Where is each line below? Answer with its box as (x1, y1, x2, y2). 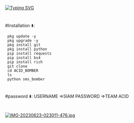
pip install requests (7, 51, 52, 56)
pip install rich (7, 59, 43, 64)
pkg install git (7, 42, 41, 47)
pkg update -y (7, 34, 36, 39)
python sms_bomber (7, 76, 45, 81)
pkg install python (7, 47, 48, 51)
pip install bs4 (7, 55, 41, 60)
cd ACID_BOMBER (7, 68, 38, 73)
